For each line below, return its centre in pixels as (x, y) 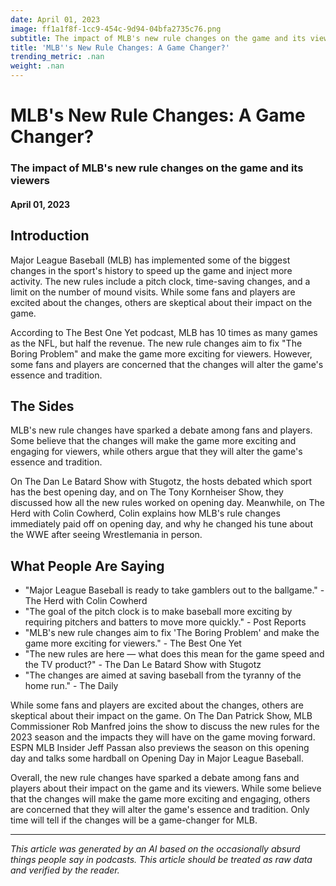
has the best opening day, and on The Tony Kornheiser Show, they (147, 492)
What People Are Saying (87, 566)
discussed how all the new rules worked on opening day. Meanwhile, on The (168, 503)
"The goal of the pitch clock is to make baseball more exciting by (158, 612)
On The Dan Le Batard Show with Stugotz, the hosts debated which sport (161, 482)
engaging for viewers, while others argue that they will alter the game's (156, 452)
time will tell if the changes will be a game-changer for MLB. (134, 820)
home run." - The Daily (71, 686)
